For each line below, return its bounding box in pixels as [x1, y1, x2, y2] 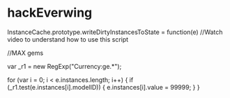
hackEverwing [7, 5, 93, 21]
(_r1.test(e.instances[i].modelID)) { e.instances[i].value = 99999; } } [7, 83, 200, 91]
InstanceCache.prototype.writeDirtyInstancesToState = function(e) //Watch [7, 28, 223, 36]
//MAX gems [7, 49, 44, 57]
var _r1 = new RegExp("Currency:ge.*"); [7, 62, 122, 70]
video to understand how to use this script [7, 35, 129, 43]
